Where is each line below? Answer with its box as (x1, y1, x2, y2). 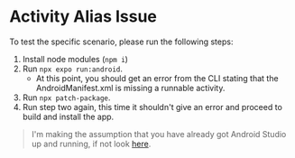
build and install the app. (22, 111, 115, 122)
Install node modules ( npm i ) (22, 53, 129, 64)
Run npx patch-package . (22, 92, 111, 103)
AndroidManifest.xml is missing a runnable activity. (35, 82, 226, 93)
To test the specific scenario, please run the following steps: (9, 36, 234, 47)
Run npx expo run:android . (22, 63, 124, 74)
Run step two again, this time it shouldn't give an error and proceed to (22, 101, 282, 112)
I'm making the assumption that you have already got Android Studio (31, 128, 287, 139)
